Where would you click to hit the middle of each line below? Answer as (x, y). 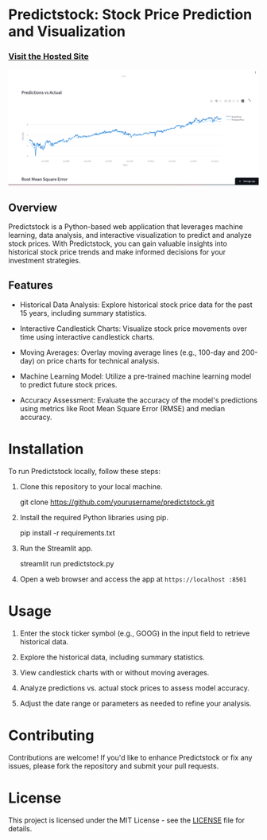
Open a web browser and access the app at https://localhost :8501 (133, 579)
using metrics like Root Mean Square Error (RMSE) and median (122, 408)
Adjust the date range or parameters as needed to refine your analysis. (135, 703)
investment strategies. (44, 261)
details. (20, 828)
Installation (46, 449)
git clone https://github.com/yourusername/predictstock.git (117, 502)
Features (31, 285)
